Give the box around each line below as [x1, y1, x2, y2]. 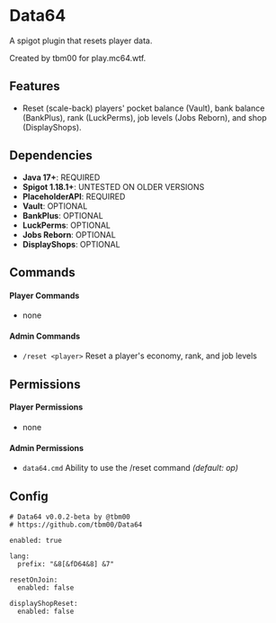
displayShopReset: [9, 599, 78, 608]
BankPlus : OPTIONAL [22, 210, 103, 221]
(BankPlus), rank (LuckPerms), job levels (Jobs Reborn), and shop [22, 112, 267, 122]
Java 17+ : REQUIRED [22, 172, 101, 183]
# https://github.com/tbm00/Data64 [9, 519, 143, 529]
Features [9, 78, 60, 95]
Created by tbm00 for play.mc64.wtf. [9, 52, 147, 63]
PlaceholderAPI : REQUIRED [22, 191, 126, 202]
